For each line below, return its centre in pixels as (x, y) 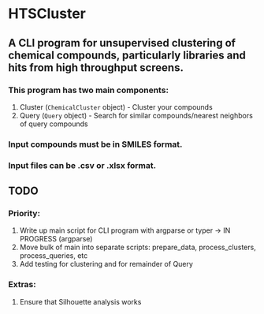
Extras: (22, 285)
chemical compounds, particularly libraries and (127, 55)
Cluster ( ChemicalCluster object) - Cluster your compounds (116, 107)
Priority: (24, 214)
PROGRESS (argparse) (56, 239)
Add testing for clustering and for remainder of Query (106, 264)
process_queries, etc (54, 256)
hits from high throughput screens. (96, 67)
